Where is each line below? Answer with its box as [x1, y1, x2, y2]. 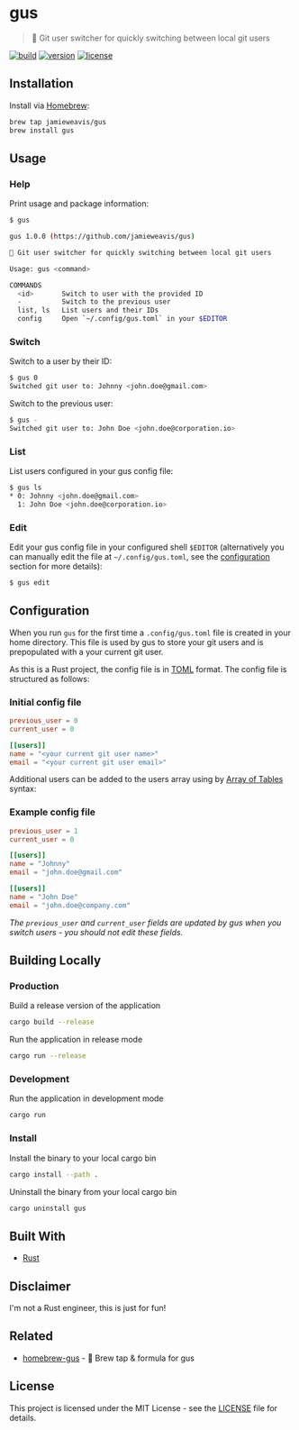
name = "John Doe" [9, 892, 78, 901]
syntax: [9, 783, 37, 795]
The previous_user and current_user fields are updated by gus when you [9, 917, 282, 928]
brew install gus [9, 125, 75, 135]
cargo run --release [9, 1052, 87, 1061]
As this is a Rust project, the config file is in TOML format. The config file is [9, 663, 287, 674]
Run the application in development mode [9, 1093, 164, 1104]
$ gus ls [9, 483, 42, 493]
